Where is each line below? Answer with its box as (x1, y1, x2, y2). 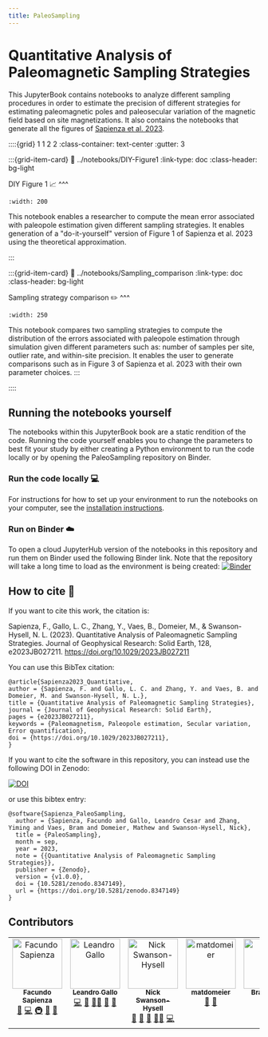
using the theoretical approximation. (8, 237, 127, 246)
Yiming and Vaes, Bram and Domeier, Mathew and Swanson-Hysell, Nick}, (8, 824, 251, 832)
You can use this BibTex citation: (8, 662, 115, 672)
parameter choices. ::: (8, 367, 81, 377)
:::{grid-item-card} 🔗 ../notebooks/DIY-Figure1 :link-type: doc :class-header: (8, 154, 258, 164)
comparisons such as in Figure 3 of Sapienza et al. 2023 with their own (8, 359, 242, 369)
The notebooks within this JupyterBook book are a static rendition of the (8, 427, 246, 437)
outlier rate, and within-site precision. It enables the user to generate (8, 350, 234, 360)
